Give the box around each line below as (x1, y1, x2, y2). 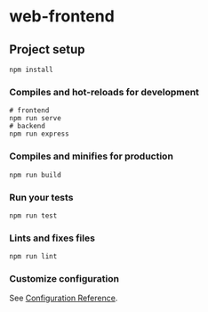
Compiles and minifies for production (9, 150, 173, 162)
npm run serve (9, 114, 62, 123)
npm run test (9, 211, 58, 220)
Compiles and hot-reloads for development (9, 86, 200, 98)
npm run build (9, 170, 62, 179)
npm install (9, 65, 53, 74)
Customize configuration (9, 273, 120, 285)
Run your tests (9, 191, 74, 203)
